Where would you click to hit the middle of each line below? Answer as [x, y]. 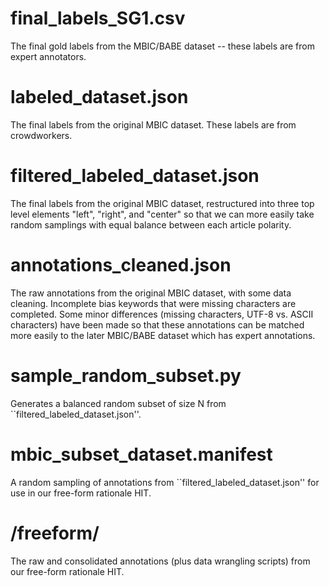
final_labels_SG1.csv [98, 18]
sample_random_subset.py [126, 375]
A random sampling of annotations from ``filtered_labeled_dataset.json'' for [165, 482]
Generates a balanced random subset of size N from [118, 403]
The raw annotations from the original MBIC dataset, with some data [151, 293]
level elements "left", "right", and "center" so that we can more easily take [162, 214]
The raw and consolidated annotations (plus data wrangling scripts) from [160, 561]
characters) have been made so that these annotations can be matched [157, 324]
